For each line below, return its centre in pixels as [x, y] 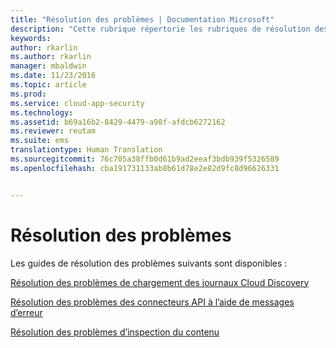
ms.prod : [28, 94]
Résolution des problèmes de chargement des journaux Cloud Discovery [160, 282]
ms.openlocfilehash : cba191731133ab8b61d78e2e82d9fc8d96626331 [145, 168]
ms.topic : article [48, 85]
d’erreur [26, 312]
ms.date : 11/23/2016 [53, 76]
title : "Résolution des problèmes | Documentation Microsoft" [142, 19]
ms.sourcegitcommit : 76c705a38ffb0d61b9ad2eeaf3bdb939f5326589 [145, 159]
